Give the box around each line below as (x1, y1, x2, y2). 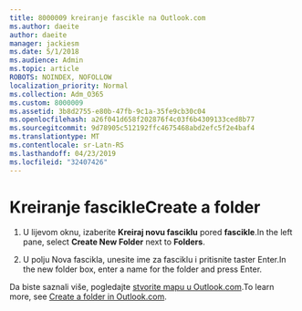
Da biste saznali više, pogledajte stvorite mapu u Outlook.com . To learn (9, 282, 275, 293)
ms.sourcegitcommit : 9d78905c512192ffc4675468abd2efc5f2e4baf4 (9, 124, 255, 133)
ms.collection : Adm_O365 (9, 89, 104, 98)
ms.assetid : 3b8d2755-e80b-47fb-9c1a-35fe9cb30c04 (9, 107, 206, 116)
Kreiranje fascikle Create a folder (9, 197, 261, 217)
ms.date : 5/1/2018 (9, 47, 79, 57)
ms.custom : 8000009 (9, 98, 84, 108)
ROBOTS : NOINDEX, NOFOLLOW (9, 73, 112, 82)
